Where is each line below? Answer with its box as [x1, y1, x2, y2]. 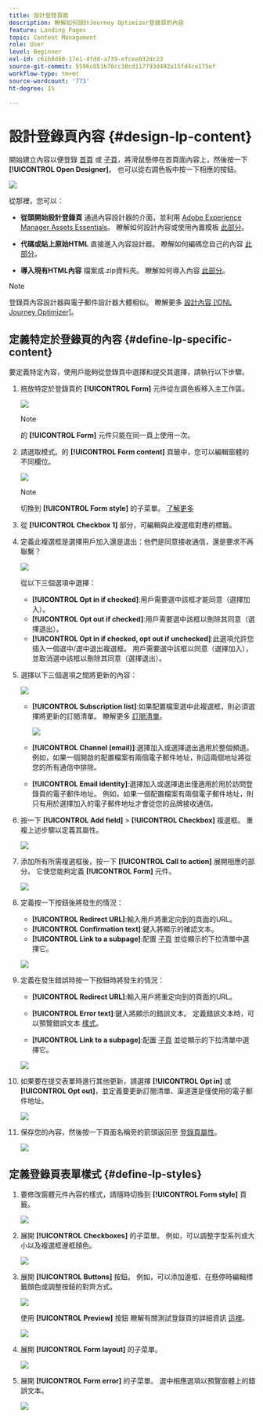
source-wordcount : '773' [9, 77, 90, 85]
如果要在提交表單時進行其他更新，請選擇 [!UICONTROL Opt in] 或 [20, 1077, 232, 1086]
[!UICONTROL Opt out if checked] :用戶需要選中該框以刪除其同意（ [31, 614, 249, 624]
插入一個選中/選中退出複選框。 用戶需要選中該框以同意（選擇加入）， [31, 644, 253, 654]
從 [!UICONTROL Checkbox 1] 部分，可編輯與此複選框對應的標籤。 [20, 520, 236, 530]
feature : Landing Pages [9, 26, 87, 34]
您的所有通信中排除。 [31, 763, 101, 772]
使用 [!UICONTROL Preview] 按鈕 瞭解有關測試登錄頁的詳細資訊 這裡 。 [20, 1313, 250, 1322]
